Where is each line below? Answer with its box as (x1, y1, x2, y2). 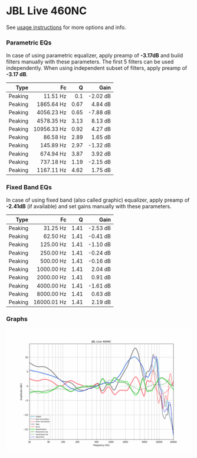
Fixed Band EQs (6, 183, 52, 191)
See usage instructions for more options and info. (6, 24, 127, 31)
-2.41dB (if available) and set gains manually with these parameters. (6, 203, 172, 210)
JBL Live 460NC (6, 4, 87, 18)
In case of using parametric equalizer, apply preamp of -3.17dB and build (6, 52, 183, 59)
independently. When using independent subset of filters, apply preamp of (6, 64, 188, 72)
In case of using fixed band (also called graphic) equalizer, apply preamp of (6, 196, 190, 204)
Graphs (6, 315, 28, 323)
